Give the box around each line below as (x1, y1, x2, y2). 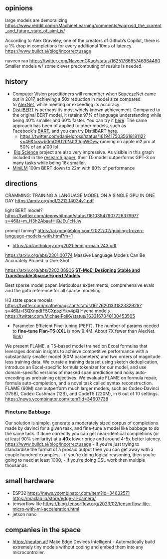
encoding (5, 375, 25, 381)
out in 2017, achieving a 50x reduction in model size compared (12, 96, 141, 102)
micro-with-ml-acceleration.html (12, 506, 80, 512)
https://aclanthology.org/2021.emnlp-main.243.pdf (12, 243, 117, 249)
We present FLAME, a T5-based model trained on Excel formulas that (5, 343, 148, 349)
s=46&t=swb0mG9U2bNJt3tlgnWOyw (19, 138, 99, 144)
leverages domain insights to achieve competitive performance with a (5, 349, 148, 355)
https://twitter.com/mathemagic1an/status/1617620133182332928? (5, 303, 142, 309)
